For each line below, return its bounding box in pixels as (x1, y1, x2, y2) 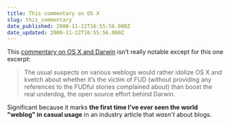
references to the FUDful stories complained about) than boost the (23, 83, 213, 91)
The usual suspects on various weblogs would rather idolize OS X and (23, 68, 222, 77)
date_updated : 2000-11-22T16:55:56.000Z (7, 29, 125, 36)
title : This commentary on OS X (7, 10, 100, 17)
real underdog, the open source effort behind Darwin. (23, 90, 176, 98)
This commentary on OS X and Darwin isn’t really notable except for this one (7, 48, 224, 56)
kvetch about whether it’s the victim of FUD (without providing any (23, 76, 211, 84)
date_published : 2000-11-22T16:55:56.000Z (7, 23, 130, 29)
